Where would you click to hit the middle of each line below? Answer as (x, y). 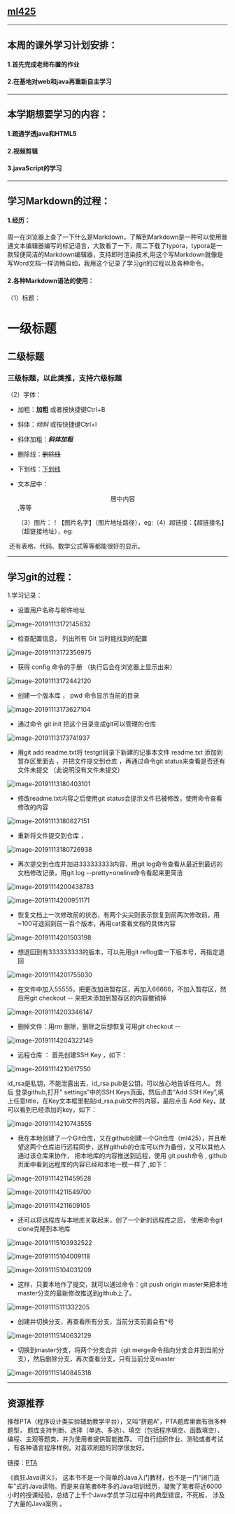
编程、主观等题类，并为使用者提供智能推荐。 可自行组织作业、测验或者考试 (115, 1439)
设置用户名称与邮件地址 (51, 610)
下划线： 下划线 (39, 469)
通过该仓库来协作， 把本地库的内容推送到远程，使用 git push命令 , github (122, 1156)
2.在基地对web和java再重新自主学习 (59, 82)
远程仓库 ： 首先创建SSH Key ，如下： (72, 1055)
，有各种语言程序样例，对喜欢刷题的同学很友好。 (78, 1448)
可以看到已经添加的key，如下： (52, 1110)
